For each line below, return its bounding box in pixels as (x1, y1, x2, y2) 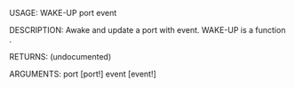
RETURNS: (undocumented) (9, 52, 112, 61)
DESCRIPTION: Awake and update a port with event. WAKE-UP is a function (9, 25, 286, 35)
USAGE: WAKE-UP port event (9, 8, 117, 18)
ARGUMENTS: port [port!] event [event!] (9, 68, 157, 79)
